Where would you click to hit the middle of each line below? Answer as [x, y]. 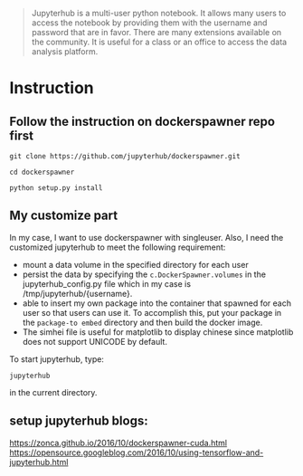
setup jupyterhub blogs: [79, 421]
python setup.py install [56, 188]
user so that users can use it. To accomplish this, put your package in [152, 312]
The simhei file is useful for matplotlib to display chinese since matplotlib [158, 332]
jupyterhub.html [39, 462]
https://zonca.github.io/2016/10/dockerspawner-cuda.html [118, 443]
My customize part [64, 216]
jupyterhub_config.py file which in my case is [107, 283]
